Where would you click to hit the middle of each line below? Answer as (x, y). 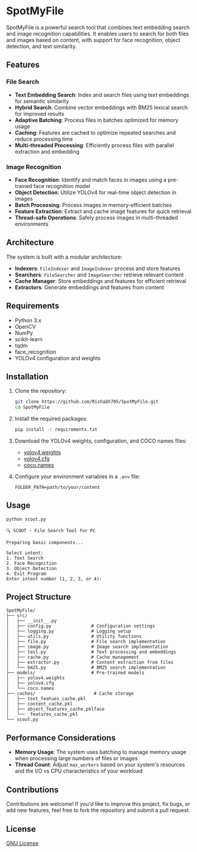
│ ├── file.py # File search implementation (86, 642)
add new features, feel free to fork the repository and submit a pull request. (98, 810)
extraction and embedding (47, 151)
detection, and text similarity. (42, 46)
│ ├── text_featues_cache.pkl (46, 699)
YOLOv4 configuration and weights (58, 358)
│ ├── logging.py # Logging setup (69, 631)
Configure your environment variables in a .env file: (77, 476)
